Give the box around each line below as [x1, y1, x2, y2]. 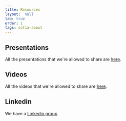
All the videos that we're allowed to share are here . [5, 83, 107, 89]
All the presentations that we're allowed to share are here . [5, 56, 121, 62]
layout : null [5, 12, 34, 17]
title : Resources [5, 7, 41, 12]
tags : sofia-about [5, 25, 42, 30]
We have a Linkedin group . [5, 110, 59, 116]
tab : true [5, 16, 25, 21]
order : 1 [5, 20, 23, 26]
